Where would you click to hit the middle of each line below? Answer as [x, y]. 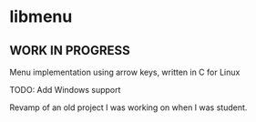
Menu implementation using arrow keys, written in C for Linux [125, 72]
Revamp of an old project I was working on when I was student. [128, 107]
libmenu [41, 17]
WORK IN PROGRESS [70, 51]
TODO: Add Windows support [65, 90]
